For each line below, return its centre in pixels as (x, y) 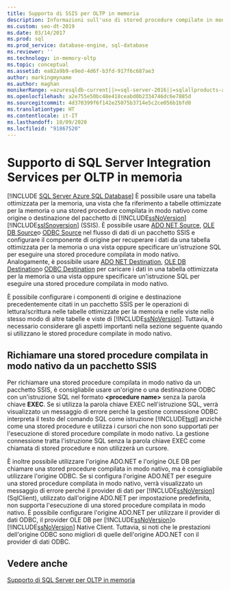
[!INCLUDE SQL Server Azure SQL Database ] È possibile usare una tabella (112, 196)
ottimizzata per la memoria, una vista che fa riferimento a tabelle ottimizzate (114, 203)
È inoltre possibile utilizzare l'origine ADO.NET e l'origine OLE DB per (104, 462)
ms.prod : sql (26, 39)
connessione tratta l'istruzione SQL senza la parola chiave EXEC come (106, 441)
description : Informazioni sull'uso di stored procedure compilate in (110, 20)
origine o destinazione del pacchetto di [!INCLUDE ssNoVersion (96, 218)
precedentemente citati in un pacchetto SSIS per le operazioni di (98, 304)
